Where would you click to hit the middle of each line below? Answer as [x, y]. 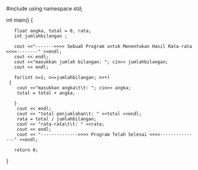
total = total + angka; [46, 93]
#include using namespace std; [44, 9]
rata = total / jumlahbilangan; [57, 119]
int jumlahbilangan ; [41, 36]
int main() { [20, 20]
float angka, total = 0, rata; [53, 31]
